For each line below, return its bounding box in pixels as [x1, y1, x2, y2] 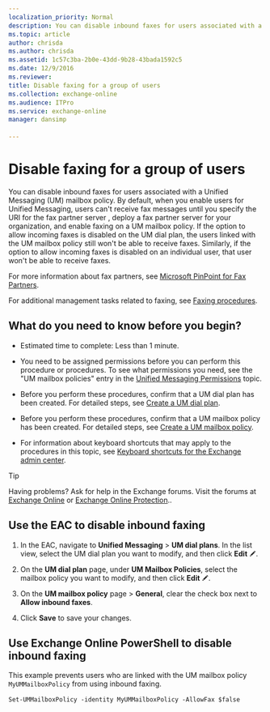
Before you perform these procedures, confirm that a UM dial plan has [19, 389, 255, 399]
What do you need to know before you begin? [8, 319, 243, 333]
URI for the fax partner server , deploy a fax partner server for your [8, 212, 232, 222]
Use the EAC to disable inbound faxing [8, 518, 206, 532]
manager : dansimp [8, 116, 67, 124]
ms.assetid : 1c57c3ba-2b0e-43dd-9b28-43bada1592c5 [8, 56, 183, 64]
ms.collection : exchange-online [8, 90, 117, 98]
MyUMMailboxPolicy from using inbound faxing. [8, 679, 162, 689]
